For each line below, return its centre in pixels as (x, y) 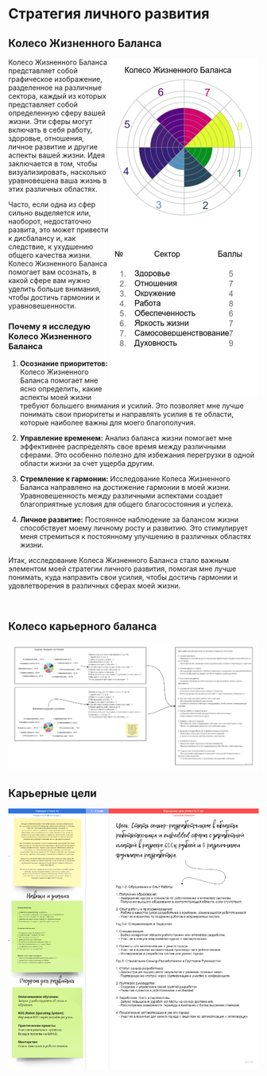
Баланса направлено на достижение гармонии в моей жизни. (125, 488)
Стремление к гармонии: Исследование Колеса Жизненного (125, 479)
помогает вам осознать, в (52, 272)
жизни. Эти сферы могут (50, 121)
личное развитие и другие (53, 147)
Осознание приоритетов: (64, 363)
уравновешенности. (43, 306)
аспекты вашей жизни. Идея (57, 155)
